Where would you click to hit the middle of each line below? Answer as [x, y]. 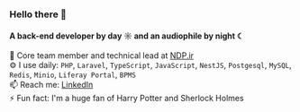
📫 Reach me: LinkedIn [51, 85]
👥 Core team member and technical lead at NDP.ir [102, 56]
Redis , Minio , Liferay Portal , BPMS [73, 74]
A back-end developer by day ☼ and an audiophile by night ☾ [127, 36]
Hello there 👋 [38, 14]
